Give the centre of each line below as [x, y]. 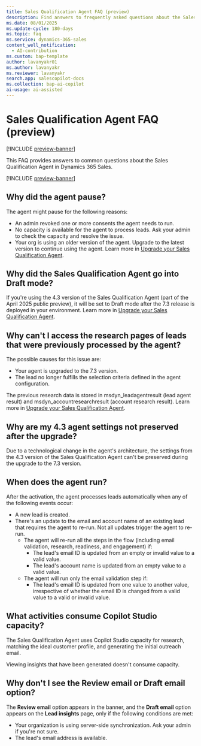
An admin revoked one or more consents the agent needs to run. [95, 223]
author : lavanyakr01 [32, 62]
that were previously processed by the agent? [94, 345]
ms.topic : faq [24, 34]
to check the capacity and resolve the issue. [69, 236]
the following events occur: [40, 503]
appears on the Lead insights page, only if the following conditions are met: [100, 713]
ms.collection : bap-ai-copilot [45, 84]
